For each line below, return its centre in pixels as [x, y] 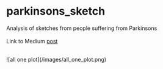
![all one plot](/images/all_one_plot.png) [56, 59]
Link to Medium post [32, 41]
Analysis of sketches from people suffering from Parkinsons [82, 28]
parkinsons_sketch [56, 11]
